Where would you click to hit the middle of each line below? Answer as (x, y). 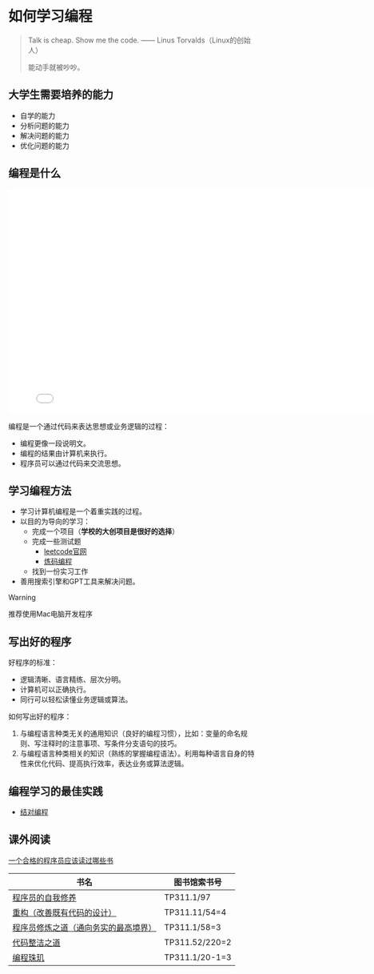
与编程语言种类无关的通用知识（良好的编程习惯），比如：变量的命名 (130, 734)
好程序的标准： (33, 663)
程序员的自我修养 (45, 897)
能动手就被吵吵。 (56, 67)
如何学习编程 (51, 16)
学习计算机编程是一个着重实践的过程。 (83, 511)
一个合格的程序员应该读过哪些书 (61, 860)
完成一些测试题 (56, 542)
